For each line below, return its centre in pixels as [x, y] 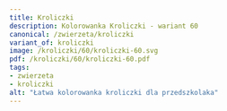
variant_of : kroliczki [52, 43]
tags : [19, 68]
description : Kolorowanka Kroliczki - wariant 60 [104, 26]
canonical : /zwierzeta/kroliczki [72, 34]
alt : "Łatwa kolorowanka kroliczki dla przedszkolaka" [114, 92]
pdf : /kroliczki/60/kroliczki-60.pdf [80, 59]
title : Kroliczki [42, 17]
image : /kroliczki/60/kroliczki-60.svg [84, 51]
